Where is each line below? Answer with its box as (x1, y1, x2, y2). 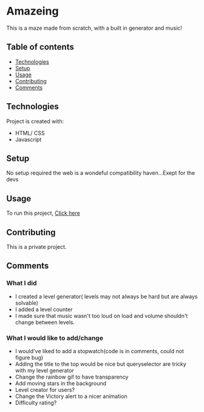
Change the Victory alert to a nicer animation (15, 393, 127, 400)
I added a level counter (15, 305, 73, 313)
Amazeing (6, 4, 59, 18)
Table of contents (6, 42, 74, 52)
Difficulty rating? (15, 399, 57, 406)
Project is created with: (6, 117, 64, 125)
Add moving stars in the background (15, 379, 107, 387)
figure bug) (15, 354, 44, 361)
